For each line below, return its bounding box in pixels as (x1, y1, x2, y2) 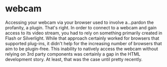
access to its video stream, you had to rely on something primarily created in (5, 30, 163, 36)
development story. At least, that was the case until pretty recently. (5, 56, 143, 62)
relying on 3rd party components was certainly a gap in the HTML (5, 51, 141, 57)
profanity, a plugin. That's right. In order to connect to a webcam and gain (5, 24, 157, 30)
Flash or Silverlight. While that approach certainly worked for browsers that (5, 35, 160, 41)
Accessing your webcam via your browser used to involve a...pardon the (5, 19, 154, 25)
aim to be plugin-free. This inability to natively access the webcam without (5, 46, 158, 52)
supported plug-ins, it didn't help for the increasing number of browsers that (5, 40, 162, 46)
